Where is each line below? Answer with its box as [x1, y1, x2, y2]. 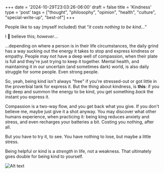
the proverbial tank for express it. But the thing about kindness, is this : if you [5, 84, 160, 89]
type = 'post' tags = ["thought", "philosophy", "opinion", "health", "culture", [5, 9, 156, 15]
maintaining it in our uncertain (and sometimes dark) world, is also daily [5, 64, 149, 69]
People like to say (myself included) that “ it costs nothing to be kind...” [5, 24, 147, 30]
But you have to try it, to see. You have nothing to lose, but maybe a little [5, 134, 151, 139]
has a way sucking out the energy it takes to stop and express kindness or [5, 48, 155, 54]
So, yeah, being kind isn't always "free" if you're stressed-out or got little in [5, 78, 157, 84]
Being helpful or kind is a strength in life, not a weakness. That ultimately [5, 149, 152, 154]
